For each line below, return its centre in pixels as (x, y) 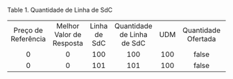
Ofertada (201, 39)
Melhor (68, 26)
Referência (28, 39)
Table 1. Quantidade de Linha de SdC (60, 10)
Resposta (68, 43)
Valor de (68, 35)
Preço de (28, 30)
